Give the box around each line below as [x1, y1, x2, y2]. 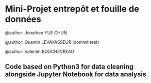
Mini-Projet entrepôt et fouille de [5, 3, 139, 15]
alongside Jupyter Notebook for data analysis [5, 70, 147, 79]
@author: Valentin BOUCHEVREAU [5, 49, 74, 54]
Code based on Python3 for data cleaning [5, 63, 134, 71]
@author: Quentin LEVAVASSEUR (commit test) [5, 39, 100, 45]
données [5, 14, 41, 25]
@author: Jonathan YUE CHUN [5, 30, 67, 35]
